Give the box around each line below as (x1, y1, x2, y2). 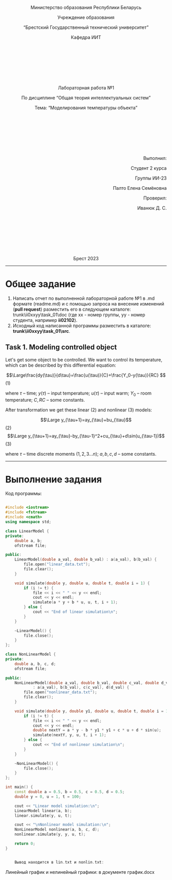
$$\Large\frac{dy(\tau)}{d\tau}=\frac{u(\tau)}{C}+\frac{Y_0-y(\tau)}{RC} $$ (6, 372, 166, 378)
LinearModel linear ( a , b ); (14, 808, 72, 813)
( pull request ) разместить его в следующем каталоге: (12, 306, 132, 312)
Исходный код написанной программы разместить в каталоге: (12, 322, 152, 329)
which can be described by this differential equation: (5, 362, 116, 368)
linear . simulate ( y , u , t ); (14, 813, 72, 818)
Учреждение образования (57, 14, 115, 20)
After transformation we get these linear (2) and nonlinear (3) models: (5, 406, 153, 413)
